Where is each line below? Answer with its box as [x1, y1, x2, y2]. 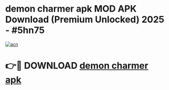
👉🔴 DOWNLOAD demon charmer [5, 60, 149, 71]
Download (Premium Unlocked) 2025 [5, 14, 165, 25]
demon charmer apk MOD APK [5, 3, 137, 15]
